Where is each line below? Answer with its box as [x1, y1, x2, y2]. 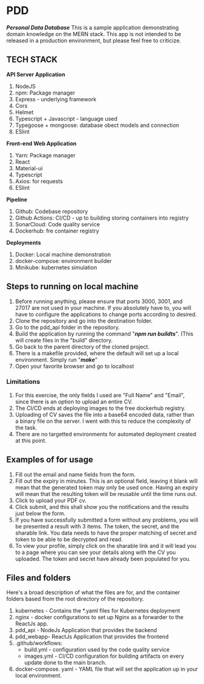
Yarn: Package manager [15, 151, 76, 159]
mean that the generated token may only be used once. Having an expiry [15, 483, 199, 491]
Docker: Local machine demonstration [15, 251, 111, 258]
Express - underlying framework [15, 95, 97, 103]
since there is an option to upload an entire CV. [15, 398, 133, 405]
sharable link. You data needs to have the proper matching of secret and [15, 529, 197, 536]
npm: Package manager [15, 89, 76, 96]
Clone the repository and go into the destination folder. [15, 317, 153, 324]
